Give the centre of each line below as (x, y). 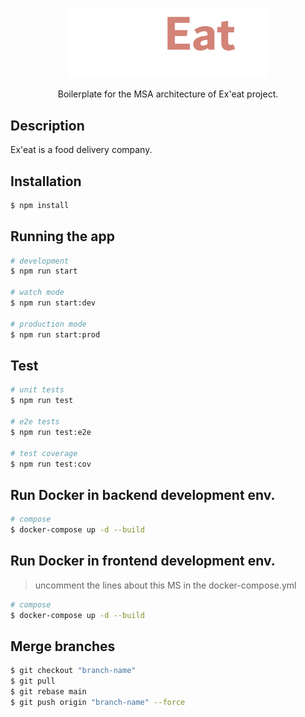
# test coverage (44, 453)
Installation (46, 181)
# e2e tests (35, 422)
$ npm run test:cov (51, 464)
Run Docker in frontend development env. (143, 561)
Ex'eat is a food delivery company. (81, 150)
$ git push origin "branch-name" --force (98, 702)
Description (47, 125)
